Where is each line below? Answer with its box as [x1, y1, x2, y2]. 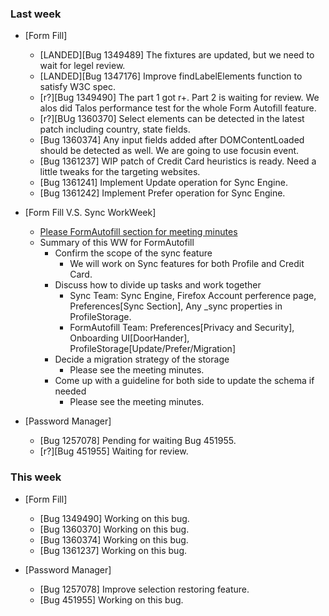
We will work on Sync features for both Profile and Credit [69, 258, 305, 270]
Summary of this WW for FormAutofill [39, 237, 195, 249]
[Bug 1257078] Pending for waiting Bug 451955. [39, 435, 237, 447]
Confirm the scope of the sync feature [54, 247, 213, 259]
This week [10, 470, 62, 484]
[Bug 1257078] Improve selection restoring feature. [39, 583, 250, 595]
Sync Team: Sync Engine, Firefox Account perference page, [69, 290, 317, 302]
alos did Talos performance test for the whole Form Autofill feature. [39, 102, 317, 114]
